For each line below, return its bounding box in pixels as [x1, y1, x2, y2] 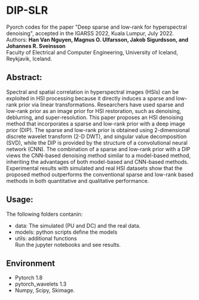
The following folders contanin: [6, 210, 83, 218]
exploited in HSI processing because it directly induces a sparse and [6, 94, 175, 102]
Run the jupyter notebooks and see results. [14, 241, 121, 248]
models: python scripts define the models [14, 228, 118, 235]
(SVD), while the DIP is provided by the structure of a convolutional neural [6, 139, 188, 146]
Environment [6, 258, 56, 268]
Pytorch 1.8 [14, 274, 43, 281]
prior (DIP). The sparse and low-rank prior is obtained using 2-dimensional [6, 126, 190, 133]
